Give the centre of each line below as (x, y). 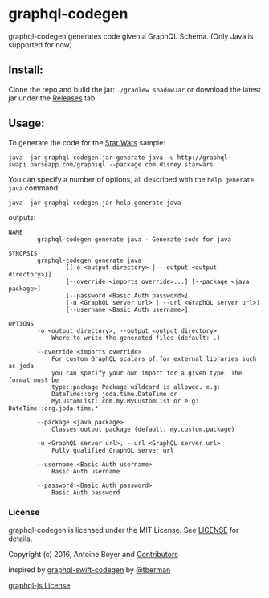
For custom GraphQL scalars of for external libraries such (154, 358)
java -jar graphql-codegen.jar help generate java (95, 203)
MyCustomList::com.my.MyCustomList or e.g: (125, 401)
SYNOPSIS (23, 253)
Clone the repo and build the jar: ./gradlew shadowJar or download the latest (134, 89)
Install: (26, 70)
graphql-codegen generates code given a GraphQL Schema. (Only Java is (131, 36)
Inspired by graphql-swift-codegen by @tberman (90, 569)
